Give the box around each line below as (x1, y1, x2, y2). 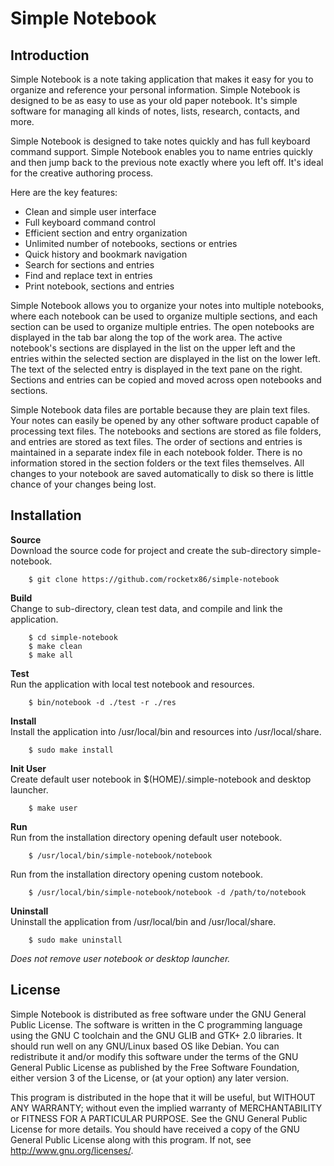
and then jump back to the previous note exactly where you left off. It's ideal (10, 157, 324, 168)
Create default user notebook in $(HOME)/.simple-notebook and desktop (10, 773, 312, 785)
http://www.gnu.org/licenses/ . (10, 1144, 134, 1156)
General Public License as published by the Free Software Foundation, (10, 1061, 300, 1073)
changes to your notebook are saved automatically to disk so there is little (10, 468, 314, 479)
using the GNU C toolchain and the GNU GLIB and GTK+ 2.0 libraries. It (10, 1029, 302, 1041)
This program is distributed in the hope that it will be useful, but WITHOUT (10, 1091, 316, 1103)
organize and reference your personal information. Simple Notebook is (10, 84, 301, 96)
